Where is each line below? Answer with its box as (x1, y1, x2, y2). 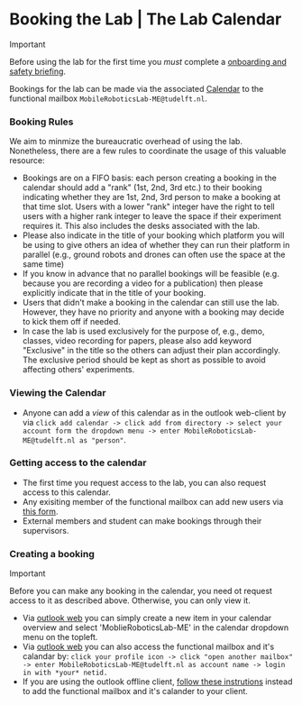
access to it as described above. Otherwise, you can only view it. (9, 595, 251, 606)
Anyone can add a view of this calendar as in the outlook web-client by (22, 407, 287, 418)
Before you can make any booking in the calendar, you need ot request (9, 586, 273, 597)
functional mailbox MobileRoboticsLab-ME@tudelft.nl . (9, 93, 207, 104)
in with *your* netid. (22, 668, 108, 678)
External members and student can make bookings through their (22, 515, 262, 526)
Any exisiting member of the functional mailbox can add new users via (22, 496, 284, 507)
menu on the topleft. (22, 632, 98, 643)
